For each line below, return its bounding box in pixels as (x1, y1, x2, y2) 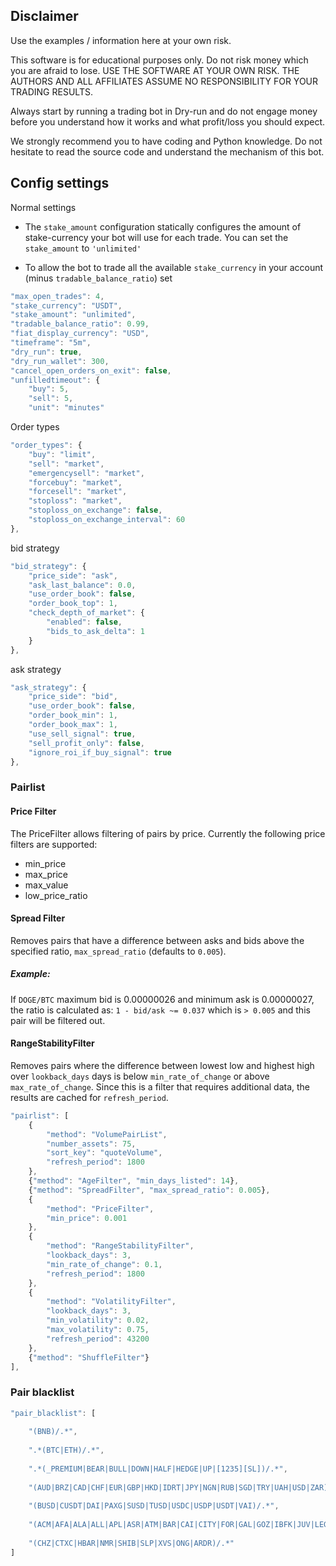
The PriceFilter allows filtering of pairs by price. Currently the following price (10, 827, 326, 839)
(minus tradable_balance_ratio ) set (24, 272, 173, 284)
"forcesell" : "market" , (28, 487, 128, 497)
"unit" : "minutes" (28, 403, 105, 413)
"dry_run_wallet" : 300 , (10, 356, 110, 366)
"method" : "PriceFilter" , (46, 1204, 155, 1214)
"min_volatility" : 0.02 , (46, 1315, 150, 1326)
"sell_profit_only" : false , (28, 738, 145, 748)
